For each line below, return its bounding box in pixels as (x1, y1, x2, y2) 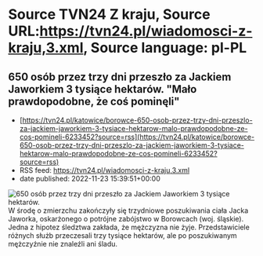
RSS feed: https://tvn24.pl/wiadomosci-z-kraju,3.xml (19, 166, 190, 174)
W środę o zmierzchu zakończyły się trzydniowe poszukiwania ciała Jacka (8, 206, 249, 215)
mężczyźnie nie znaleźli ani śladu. (8, 240, 118, 248)
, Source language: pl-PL (83, 39, 247, 57)
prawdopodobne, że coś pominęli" (8, 94, 180, 108)
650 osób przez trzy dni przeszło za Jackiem (8, 70, 232, 83)
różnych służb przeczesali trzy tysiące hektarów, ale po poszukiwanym (8, 231, 237, 240)
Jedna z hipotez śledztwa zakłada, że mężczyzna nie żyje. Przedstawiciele (8, 222, 250, 232)
